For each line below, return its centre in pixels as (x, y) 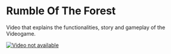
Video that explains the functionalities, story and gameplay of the (86, 27)
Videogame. (21, 33)
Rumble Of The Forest (61, 11)
